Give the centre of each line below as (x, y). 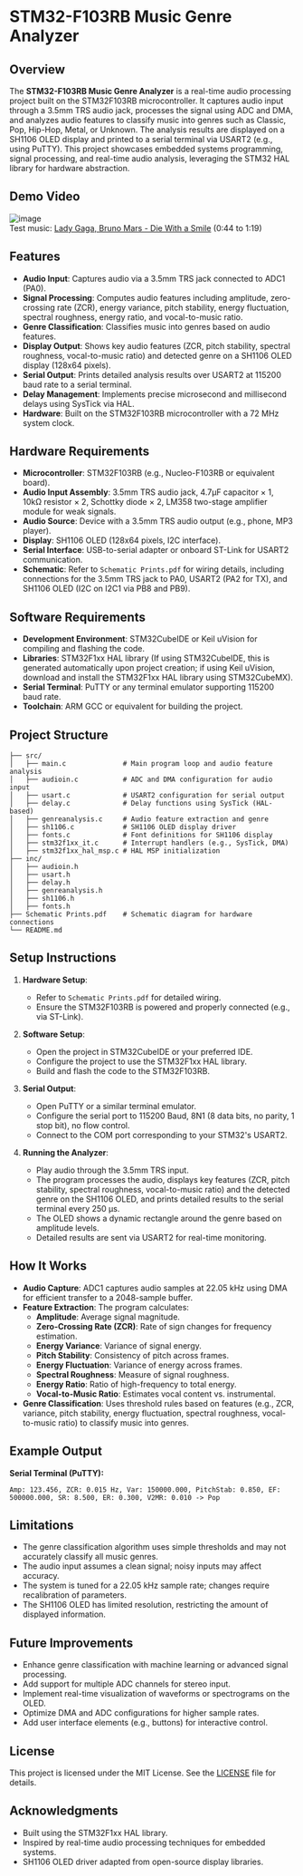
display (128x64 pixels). (66, 365)
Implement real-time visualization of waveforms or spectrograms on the (156, 1694)
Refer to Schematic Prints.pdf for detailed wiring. (128, 997)
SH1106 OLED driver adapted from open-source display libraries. (143, 1861)
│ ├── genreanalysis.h (56, 891)
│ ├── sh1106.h (42, 899)
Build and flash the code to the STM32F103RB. (123, 1070)
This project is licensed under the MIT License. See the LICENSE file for (143, 1773)
